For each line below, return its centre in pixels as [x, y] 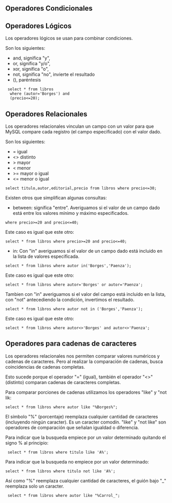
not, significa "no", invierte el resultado [54, 74]
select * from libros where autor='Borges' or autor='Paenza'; [74, 285]
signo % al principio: [27, 442]
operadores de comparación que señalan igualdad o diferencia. [72, 427]
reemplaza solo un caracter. [35, 486]
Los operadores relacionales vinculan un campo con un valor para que [80, 126]
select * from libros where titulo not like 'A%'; [60, 471]
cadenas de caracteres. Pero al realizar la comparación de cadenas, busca [84, 361]
